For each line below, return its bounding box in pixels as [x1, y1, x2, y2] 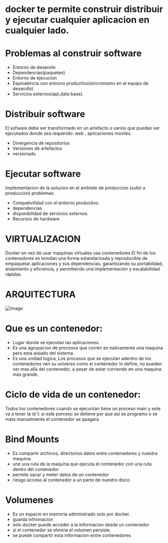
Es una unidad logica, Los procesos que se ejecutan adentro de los [12, 355, 151, 361]
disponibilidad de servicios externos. [12, 210, 89, 216]
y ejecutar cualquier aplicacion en [5, 14, 149, 26]
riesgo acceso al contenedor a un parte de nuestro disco [12, 477, 130, 483]
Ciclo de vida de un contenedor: [5, 389, 141, 400]
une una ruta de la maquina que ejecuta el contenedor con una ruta [12, 461, 152, 467]
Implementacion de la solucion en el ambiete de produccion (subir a [5, 185, 145, 191]
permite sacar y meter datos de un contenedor [12, 471, 109, 477]
